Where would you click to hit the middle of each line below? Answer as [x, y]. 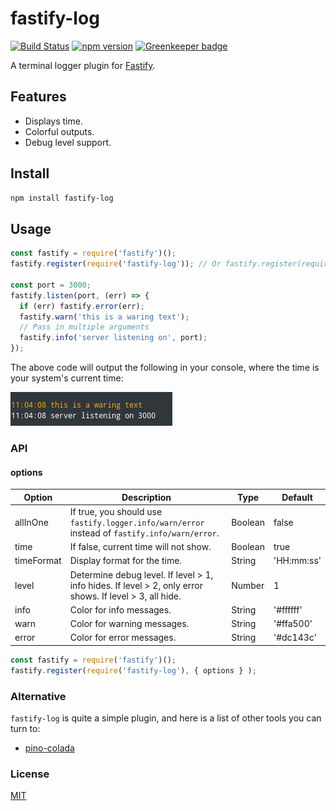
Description [146, 497]
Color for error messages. [123, 638]
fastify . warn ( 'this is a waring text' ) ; [104, 317]
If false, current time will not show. [140, 547]
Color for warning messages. [129, 624]
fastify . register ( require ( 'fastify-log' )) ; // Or [116, 264]
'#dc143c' [295, 638]
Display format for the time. [126, 561]
